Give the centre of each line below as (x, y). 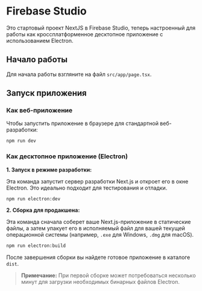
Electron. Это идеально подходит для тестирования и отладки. (87, 188)
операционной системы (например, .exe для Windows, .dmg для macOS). (100, 235)
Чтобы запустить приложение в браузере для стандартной (82, 123)
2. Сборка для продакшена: (43, 210)
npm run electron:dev (33, 199)
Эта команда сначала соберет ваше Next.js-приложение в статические (99, 222)
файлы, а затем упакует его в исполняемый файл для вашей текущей (96, 228)
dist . (13, 264)
